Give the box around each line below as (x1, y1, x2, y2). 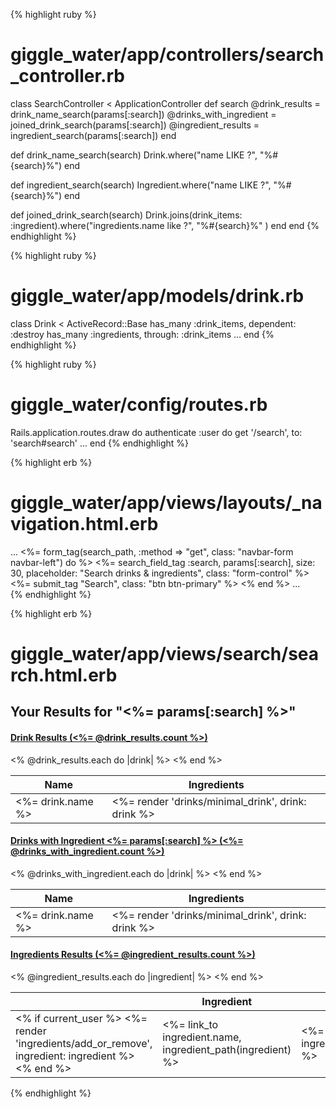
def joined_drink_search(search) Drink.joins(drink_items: (10, 209, 243, 221)
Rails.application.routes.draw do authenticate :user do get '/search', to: (10, 426, 303, 438)
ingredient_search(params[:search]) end (10, 129, 177, 141)
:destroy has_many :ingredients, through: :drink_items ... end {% (10, 328, 275, 340)
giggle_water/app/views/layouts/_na (10, 492, 323, 514)
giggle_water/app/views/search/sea (10, 642, 320, 665)
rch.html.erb (10, 664, 118, 686)
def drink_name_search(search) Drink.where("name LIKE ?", (10, 149, 258, 161)
